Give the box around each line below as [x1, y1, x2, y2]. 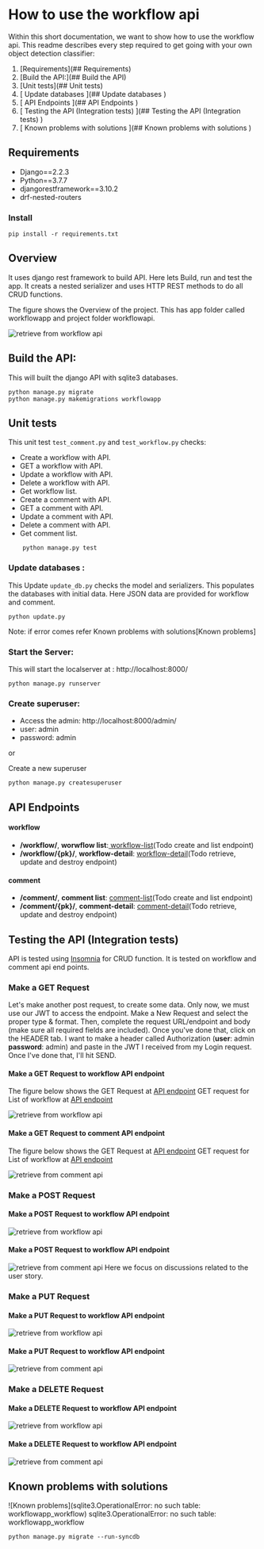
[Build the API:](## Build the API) [19, 72, 127, 82]
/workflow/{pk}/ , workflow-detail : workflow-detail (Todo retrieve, [19, 849, 236, 858]
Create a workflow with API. [19, 453, 111, 462]
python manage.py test [22, 544, 98, 552]
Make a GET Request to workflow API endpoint [8, 1068, 165, 1078]
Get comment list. [19, 529, 78, 539]
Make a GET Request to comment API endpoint [8, 1129, 165, 1138]
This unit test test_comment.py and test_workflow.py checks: [8, 438, 207, 447]
